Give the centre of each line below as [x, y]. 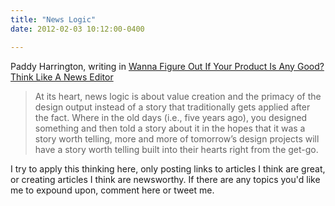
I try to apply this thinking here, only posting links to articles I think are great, [168, 168]
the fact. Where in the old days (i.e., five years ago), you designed [171, 117]
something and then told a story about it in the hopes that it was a [170, 128]
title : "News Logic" [53, 19]
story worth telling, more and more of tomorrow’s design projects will [177, 138]
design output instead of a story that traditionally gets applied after [172, 107]
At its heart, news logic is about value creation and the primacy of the [178, 96]
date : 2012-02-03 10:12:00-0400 [77, 29]
